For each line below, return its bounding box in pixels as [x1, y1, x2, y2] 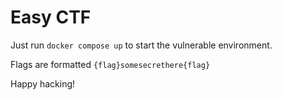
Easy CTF [10, 6, 92, 29]
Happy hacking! [10, 77, 76, 90]
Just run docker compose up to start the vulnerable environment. [10, 39, 273, 51]
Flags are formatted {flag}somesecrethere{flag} [10, 58, 211, 70]
